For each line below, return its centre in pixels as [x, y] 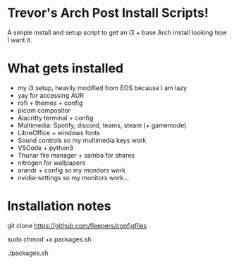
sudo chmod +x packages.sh [49, 239]
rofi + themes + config [50, 103]
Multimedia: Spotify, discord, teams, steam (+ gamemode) [102, 125]
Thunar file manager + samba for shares [76, 155]
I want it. [20, 39]
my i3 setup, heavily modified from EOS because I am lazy [102, 88]
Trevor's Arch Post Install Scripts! [108, 13]
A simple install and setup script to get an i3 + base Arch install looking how [117, 32]
